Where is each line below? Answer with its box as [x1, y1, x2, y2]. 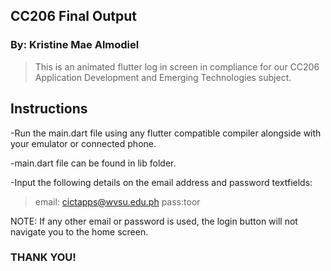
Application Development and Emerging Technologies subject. [34, 71, 292, 83]
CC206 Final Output [10, 8, 137, 25]
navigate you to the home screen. [10, 225, 149, 238]
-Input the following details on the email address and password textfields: [10, 176, 313, 188]
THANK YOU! [10, 250, 77, 264]
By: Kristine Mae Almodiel [10, 38, 140, 52]
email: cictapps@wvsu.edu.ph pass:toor [34, 195, 201, 208]
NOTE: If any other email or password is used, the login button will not [10, 215, 298, 227]
